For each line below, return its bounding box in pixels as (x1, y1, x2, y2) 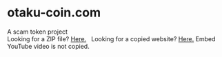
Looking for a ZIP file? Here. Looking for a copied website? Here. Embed (7, 34, 216, 43)
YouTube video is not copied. (7, 42, 90, 50)
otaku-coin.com (7, 5, 101, 21)
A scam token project (7, 27, 68, 36)
